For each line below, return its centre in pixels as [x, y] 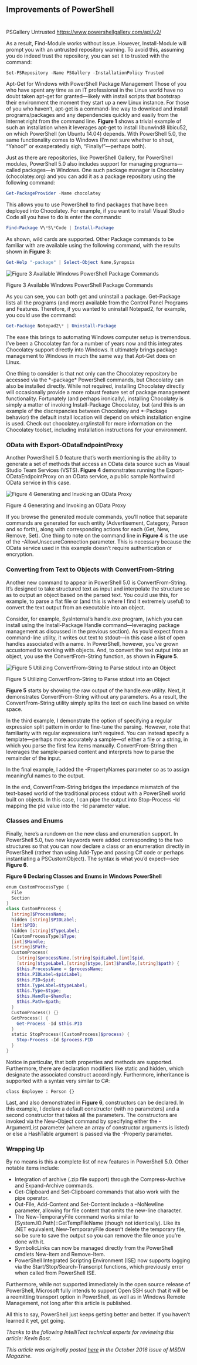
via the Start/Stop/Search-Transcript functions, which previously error [99, 1267]
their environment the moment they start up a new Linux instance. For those [98, 103]
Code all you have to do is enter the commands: [64, 217]
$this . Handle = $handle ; [44, 996]
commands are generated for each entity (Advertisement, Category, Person [97, 523]
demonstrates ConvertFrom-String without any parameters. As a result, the [97, 696]
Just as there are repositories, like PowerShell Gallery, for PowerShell [89, 157]
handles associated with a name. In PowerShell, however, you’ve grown [92, 643]
